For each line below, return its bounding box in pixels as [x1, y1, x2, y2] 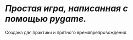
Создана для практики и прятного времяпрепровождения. [5, 29, 128, 35]
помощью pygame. [5, 13, 87, 24]
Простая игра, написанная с [5, 3, 128, 14]
